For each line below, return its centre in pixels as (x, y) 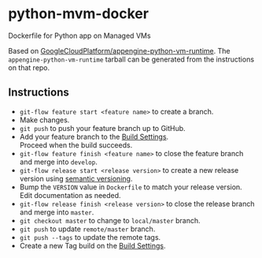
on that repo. (29, 67)
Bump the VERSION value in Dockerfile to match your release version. (131, 187)
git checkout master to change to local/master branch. (110, 220)
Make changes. (44, 120)
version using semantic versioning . (76, 178)
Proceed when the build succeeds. (76, 145)
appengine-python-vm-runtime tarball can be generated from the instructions (131, 59)
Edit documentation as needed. (70, 195)
